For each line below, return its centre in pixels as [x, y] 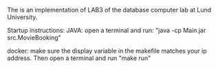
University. [22, 17]
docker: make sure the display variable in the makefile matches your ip [107, 51]
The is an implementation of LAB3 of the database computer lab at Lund [109, 10]
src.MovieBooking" [34, 38]
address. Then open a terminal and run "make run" [79, 58]
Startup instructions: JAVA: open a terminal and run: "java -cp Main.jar [107, 30]
